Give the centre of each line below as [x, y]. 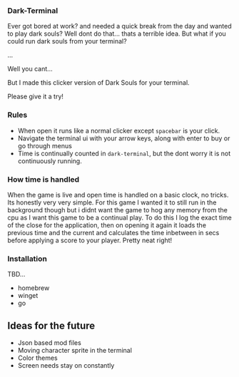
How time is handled [44, 179]
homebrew [34, 288]
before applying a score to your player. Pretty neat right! [90, 240]
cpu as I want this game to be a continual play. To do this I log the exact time [119, 217]
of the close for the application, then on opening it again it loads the [107, 225]
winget [28, 296]
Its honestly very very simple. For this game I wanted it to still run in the [112, 202]
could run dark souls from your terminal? [67, 41]
